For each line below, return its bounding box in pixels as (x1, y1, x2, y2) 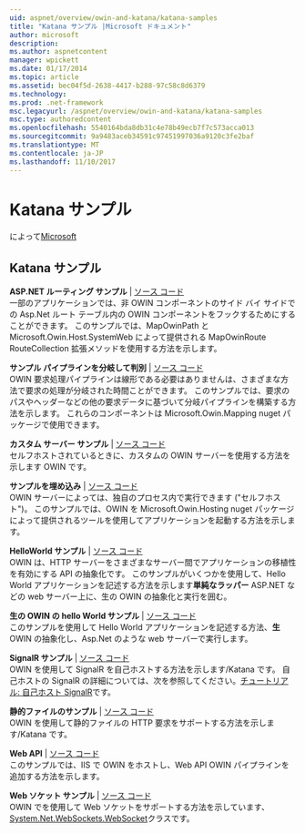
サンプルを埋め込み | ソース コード (9, 481, 138, 492)
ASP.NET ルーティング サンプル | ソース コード (9, 286, 185, 297)
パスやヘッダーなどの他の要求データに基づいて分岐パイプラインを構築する (9, 397, 289, 408)
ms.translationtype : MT (9, 140, 100, 149)
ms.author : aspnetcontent (9, 47, 107, 56)
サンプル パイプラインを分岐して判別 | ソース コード (9, 362, 204, 373)
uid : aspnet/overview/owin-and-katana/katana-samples (9, 13, 219, 23)
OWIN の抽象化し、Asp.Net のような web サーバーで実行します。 (9, 634, 253, 645)
